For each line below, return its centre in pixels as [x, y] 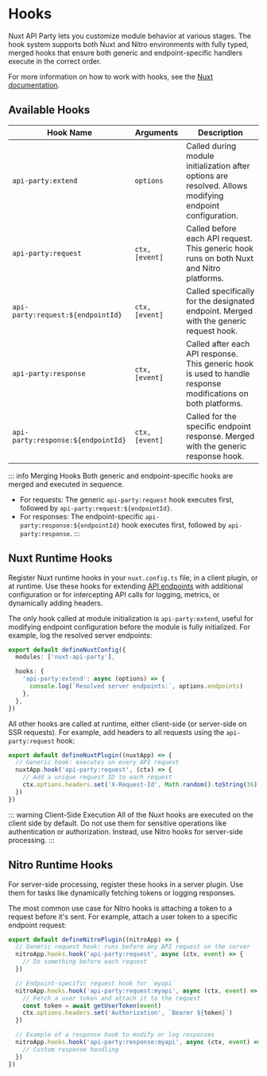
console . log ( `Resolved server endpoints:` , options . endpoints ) [136, 686]
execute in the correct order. [55, 61]
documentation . [34, 85]
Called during [211, 146]
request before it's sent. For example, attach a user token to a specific [123, 916]
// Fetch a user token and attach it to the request [112, 998]
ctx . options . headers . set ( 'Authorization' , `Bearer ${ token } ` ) [128, 1013]
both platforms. [215, 403]
